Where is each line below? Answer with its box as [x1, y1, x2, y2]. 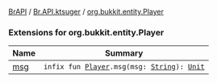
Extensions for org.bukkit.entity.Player [8, 27, 165, 38]
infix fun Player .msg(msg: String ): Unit [43, 62, 205, 72]
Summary [104, 48, 144, 59]
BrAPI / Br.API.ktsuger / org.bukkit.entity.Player [8, 7, 164, 16]
